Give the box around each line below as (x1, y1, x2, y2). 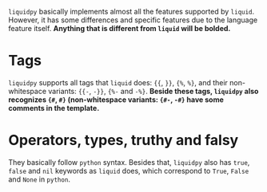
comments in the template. (8, 103, 100, 112)
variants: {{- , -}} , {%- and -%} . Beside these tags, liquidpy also (47, 86, 259, 96)
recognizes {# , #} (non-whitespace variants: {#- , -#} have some (8, 95, 224, 104)
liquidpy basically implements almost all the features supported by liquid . (8, 7, 255, 16)
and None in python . (8, 174, 70, 184)
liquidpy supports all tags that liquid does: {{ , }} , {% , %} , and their (8, 77, 228, 87)
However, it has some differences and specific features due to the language (8, 15, 258, 25)
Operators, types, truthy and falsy (8, 131, 239, 150)
